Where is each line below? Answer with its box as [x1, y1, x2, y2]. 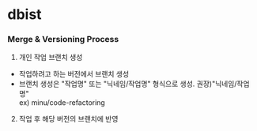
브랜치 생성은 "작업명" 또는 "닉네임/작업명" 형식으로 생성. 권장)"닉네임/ [18, 79, 237, 88]
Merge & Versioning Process [7, 34, 119, 45]
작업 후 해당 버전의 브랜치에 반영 [18, 114, 119, 124]
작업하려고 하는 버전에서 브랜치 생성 [18, 69, 130, 79]
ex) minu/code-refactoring [18, 98, 106, 107]
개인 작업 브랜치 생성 [18, 53, 83, 62]
